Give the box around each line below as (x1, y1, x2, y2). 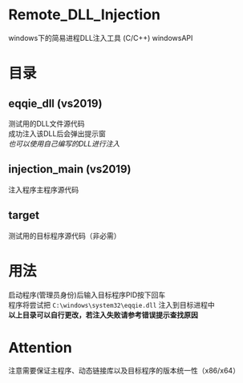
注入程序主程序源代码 (8, 184, 79, 194)
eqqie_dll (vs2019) (8, 96, 103, 110)
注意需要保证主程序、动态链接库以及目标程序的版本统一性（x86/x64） (8, 366, 241, 376)
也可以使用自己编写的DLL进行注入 (8, 139, 120, 148)
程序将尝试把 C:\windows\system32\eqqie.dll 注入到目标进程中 (8, 300, 215, 309)
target (8, 208, 40, 222)
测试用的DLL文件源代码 (8, 119, 85, 128)
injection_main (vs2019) (8, 163, 132, 176)
